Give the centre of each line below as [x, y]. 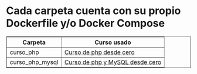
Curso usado [113, 42]
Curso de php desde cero [99, 52]
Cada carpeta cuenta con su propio [94, 11]
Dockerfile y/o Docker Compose [86, 23]
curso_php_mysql [34, 62]
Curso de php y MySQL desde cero [113, 62]
